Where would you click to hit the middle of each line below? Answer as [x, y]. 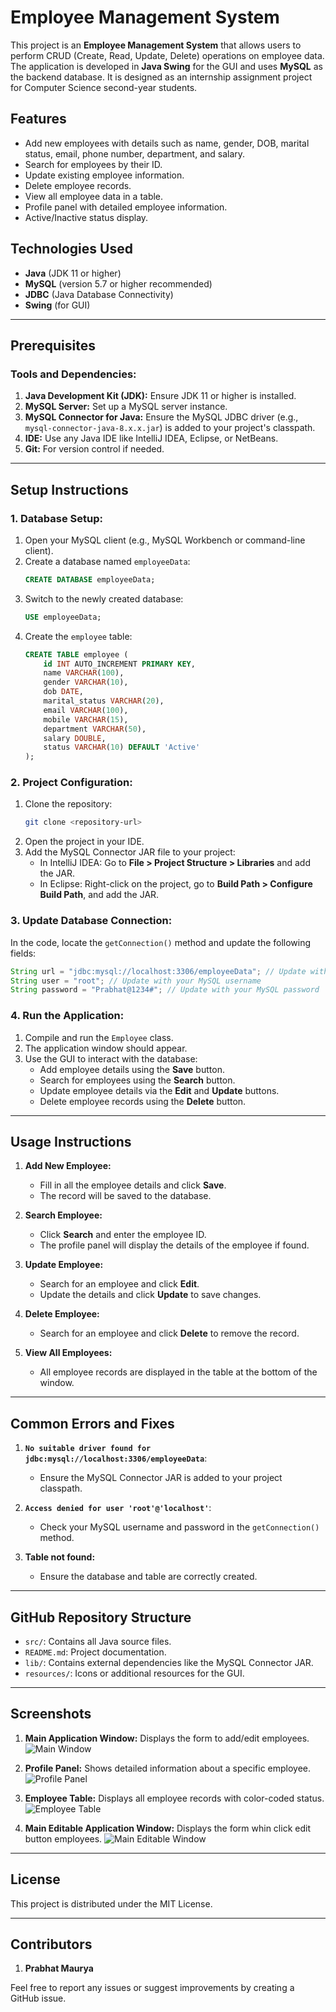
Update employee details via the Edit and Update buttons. [159, 1090]
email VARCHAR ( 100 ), [86, 710]
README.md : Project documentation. [95, 1652]
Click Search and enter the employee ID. [123, 1235]
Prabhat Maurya [59, 1968]
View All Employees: [68, 1353]
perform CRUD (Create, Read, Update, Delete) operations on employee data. [167, 55]
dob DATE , [63, 692]
